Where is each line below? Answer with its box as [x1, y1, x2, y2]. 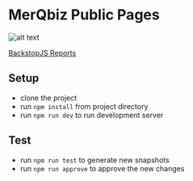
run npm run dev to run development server [19, 110, 164, 120]
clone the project [19, 93, 78, 103]
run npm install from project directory [19, 101, 149, 111]
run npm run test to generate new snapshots [19, 155, 170, 165]
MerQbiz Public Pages [8, 6, 160, 24]
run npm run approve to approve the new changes [19, 163, 185, 173]
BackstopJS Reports [8, 48, 77, 57]
